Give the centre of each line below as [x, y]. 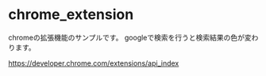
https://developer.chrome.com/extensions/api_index [94, 63]
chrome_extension [71, 15]
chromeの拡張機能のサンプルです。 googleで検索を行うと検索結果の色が [126, 37]
